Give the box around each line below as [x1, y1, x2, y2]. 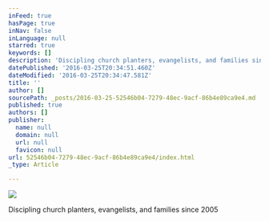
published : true [8, 101, 62, 109]
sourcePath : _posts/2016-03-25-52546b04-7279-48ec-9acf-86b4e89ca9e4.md [8, 94, 256, 102]
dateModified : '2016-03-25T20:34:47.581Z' [8, 71, 152, 79]
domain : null [15, 131, 59, 139]
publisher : [8, 116, 45, 124]
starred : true [8, 42, 56, 50]
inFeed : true [8, 11, 52, 20]
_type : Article [8, 161, 59, 169]
